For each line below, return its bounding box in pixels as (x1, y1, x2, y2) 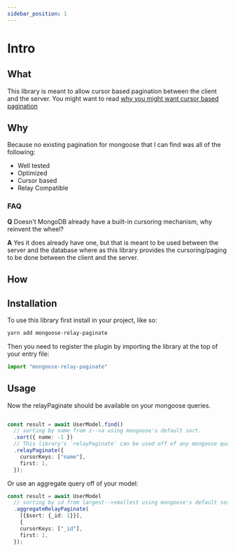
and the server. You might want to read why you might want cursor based (7, 94, 219, 102)
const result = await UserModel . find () (7, 421, 124, 428)
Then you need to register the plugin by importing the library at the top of (7, 342, 218, 350)
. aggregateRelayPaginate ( (13, 506, 90, 513)
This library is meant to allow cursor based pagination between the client (7, 87, 218, 95)
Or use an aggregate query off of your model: (7, 479, 138, 488)
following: (7, 148, 36, 156)
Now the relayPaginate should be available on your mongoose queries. (7, 401, 211, 410)
